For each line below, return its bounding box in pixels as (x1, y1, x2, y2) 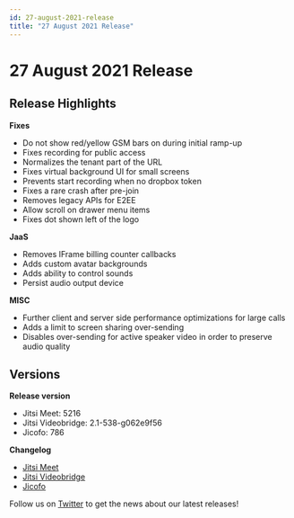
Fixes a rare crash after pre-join (22, 185, 140, 196)
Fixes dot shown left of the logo (22, 213, 140, 225)
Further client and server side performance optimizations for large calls (22, 312, 286, 323)
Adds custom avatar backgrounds (22, 258, 148, 269)
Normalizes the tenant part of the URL (22, 156, 163, 167)
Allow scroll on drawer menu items (22, 204, 151, 215)
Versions (9, 366, 61, 382)
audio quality (22, 341, 71, 352)
